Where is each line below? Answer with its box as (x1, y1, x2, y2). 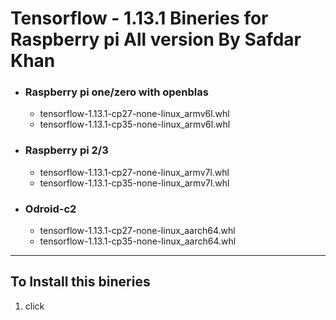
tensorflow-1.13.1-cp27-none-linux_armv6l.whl (39, 108, 230, 120)
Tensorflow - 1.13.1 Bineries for (10, 7, 269, 30)
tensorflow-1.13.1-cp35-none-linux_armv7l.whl (39, 177, 230, 189)
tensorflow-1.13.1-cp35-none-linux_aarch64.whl (39, 235, 237, 247)
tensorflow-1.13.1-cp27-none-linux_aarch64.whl (39, 225, 236, 237)
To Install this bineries (10, 273, 151, 291)
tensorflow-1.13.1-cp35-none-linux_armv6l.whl (39, 118, 231, 131)
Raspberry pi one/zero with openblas (24, 85, 209, 99)
